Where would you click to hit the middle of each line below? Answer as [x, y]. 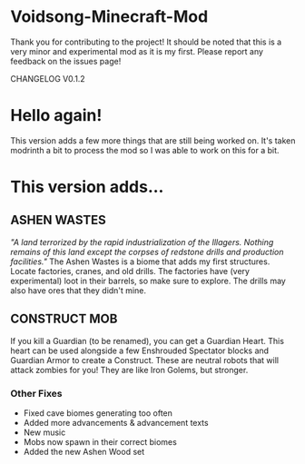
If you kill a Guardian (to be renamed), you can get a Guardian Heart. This [148, 341]
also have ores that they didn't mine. [78, 290]
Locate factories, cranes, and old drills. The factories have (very [130, 271]
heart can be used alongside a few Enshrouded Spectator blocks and [140, 350]
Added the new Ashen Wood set [84, 451]
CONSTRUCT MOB [64, 319]
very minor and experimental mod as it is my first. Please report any [137, 51]
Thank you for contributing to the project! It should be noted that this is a [146, 42]
